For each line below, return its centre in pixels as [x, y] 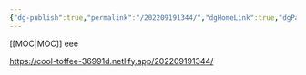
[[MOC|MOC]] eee [44, 43]
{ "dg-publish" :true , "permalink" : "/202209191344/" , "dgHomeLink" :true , [144, 18]
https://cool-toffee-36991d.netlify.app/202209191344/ [112, 61]
